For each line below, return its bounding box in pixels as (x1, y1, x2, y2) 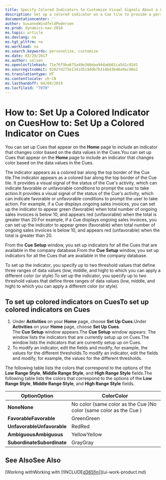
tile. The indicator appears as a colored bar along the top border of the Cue (5, 175, 157, 181)
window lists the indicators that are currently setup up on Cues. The (12, 335, 149, 340)
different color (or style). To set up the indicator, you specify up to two (5, 273, 147, 279)
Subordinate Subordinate (7, 439, 67, 446)
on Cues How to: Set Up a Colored (5, 117, 145, 129)
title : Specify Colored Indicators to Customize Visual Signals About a (5, 7, 158, 12)
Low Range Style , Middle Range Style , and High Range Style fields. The (5, 370, 152, 376)
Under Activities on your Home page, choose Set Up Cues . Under (12, 319, 147, 325)
